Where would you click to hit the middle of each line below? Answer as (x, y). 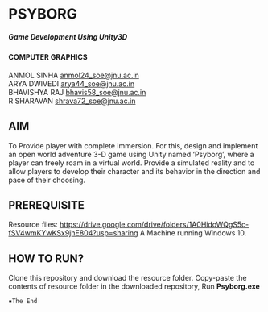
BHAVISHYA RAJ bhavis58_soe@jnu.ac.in (77, 92)
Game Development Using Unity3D (68, 36)
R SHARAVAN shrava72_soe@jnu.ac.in (72, 101)
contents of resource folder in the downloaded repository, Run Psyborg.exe (134, 286)
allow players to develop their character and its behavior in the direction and (134, 171)
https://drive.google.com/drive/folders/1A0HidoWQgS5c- (154, 225)
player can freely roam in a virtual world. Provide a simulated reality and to (132, 163)
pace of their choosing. (47, 180)
